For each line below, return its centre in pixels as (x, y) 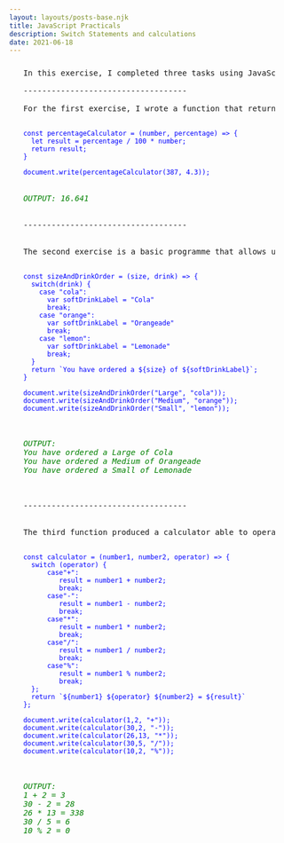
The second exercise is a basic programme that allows (145, 252)
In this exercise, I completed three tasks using (134, 73)
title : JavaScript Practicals (65, 26)
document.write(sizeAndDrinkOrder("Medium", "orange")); (130, 401)
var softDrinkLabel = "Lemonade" (109, 347)
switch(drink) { (61, 285)
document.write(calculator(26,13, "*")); (101, 736)
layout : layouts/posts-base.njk (69, 17)
